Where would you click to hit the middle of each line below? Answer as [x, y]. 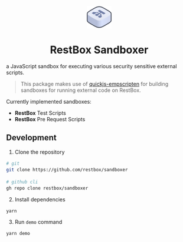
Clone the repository [40, 152]
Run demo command [38, 222]
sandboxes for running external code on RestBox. [81, 90]
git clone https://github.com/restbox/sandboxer [67, 170]
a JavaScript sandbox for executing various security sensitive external [91, 66]
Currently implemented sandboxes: [49, 101]
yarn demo [18, 234]
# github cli [22, 182]
